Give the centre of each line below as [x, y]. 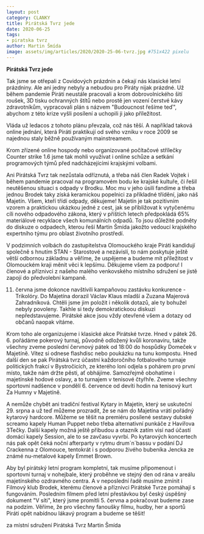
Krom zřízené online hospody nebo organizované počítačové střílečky [94, 150]
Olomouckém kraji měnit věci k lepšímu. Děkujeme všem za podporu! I [94, 265]
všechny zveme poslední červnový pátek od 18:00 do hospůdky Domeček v [101, 346]
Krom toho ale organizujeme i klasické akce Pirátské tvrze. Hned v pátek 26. [102, 334]
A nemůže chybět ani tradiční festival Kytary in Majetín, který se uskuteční [99, 404]
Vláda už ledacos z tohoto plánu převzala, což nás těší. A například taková [100, 125]
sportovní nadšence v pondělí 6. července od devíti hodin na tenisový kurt [99, 386]
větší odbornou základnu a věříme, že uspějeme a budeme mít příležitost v [100, 258]
